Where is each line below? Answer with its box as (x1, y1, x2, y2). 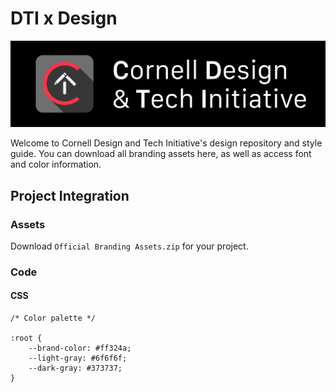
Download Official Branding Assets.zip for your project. (10, 240, 249, 252)
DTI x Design (10, 7, 118, 30)
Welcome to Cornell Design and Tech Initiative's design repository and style (10, 137, 323, 149)
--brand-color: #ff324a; (28, 343, 132, 354)
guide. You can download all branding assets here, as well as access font (10, 148, 312, 160)
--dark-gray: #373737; (28, 363, 123, 374)
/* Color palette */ (10, 313, 97, 324)
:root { (10, 333, 43, 344)
